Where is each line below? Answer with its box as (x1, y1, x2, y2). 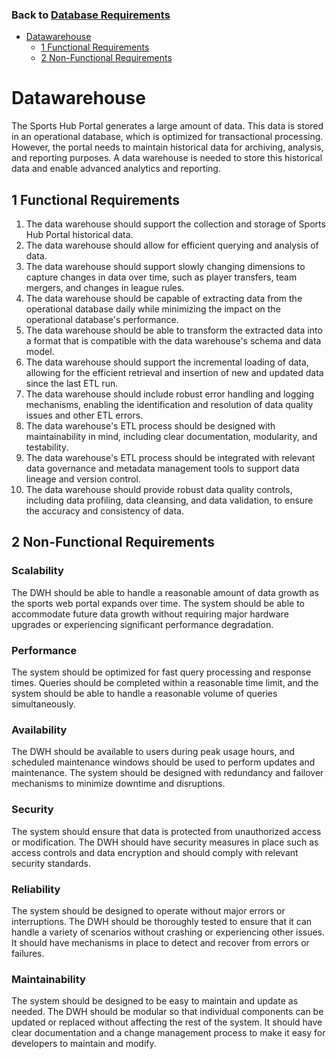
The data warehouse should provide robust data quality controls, (25, 484, 293, 496)
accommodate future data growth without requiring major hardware (11, 608, 289, 620)
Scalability (11, 564, 64, 578)
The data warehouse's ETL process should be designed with (25, 420, 276, 432)
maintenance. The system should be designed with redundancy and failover (11, 767, 324, 779)
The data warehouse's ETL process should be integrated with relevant (25, 452, 316, 464)
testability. (25, 441, 69, 453)
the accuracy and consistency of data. (25, 505, 184, 517)
